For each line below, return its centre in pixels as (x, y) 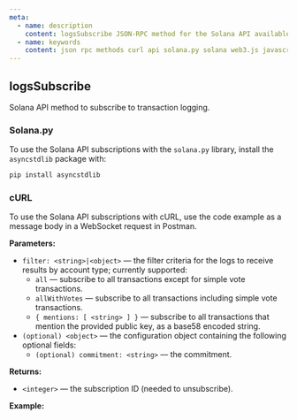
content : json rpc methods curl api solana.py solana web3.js (142, 50)
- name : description (55, 26)
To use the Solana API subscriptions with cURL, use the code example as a (145, 217)
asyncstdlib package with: (58, 159)
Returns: (26, 371)
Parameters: (32, 243)
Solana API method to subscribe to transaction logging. (110, 107)
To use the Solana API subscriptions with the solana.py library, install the (141, 149)
